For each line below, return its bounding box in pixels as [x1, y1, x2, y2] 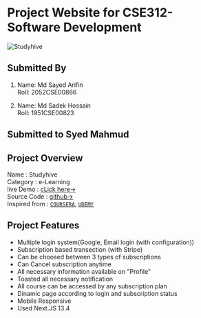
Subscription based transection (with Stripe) [17, 245, 143, 253]
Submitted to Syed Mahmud [7, 129, 129, 141]
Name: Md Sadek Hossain [17, 101, 92, 110]
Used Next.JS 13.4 [17, 304, 70, 312]
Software [7, 19, 61, 35]
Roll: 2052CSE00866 [17, 88, 77, 96]
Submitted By [7, 62, 67, 74]
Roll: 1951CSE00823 [17, 108, 74, 117]
